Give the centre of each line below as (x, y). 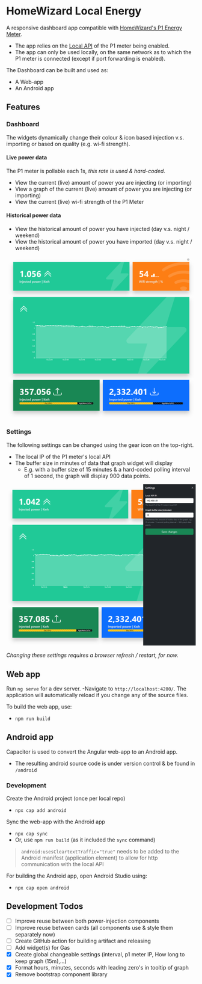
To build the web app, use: (39, 706)
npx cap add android (41, 811)
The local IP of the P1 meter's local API (63, 457)
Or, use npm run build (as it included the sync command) (85, 840)
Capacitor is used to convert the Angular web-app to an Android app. (92, 752)
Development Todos (45, 906)
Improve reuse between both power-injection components (87, 921)
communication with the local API (62, 864)
